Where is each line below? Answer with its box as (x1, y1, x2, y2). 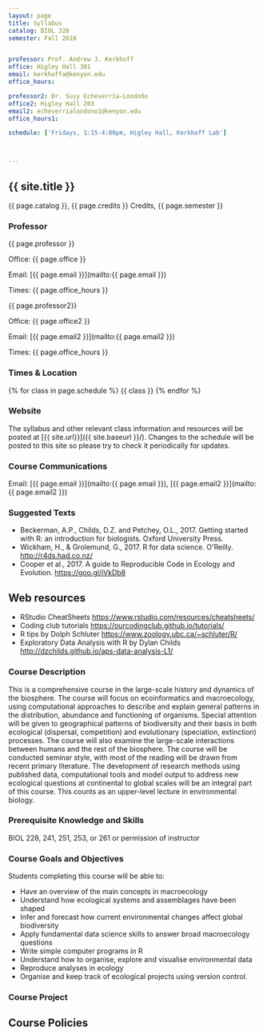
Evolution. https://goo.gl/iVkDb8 (19, 568, 126, 577)
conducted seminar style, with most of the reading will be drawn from (8, 753, 238, 762)
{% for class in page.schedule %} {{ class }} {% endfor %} (8, 386, 201, 395)
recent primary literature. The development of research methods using (8, 761, 241, 770)
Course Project (8, 992, 68, 1003)
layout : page (8, 11, 52, 20)
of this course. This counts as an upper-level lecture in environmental (8, 786, 237, 796)
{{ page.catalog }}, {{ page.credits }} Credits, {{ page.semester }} (8, 201, 224, 210)
